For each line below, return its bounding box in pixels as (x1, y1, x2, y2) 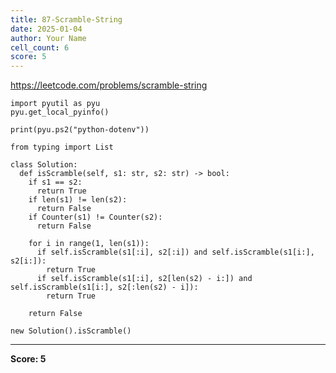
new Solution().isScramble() (10, 326, 132, 336)
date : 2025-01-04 (10, 24, 83, 34)
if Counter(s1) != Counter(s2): (28, 212, 163, 223)
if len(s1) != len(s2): (28, 195, 128, 205)
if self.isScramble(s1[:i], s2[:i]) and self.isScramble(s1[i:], (36, 247, 315, 258)
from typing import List (10, 142, 114, 153)
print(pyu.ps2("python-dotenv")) (10, 125, 150, 135)
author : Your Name (10, 33, 87, 43)
